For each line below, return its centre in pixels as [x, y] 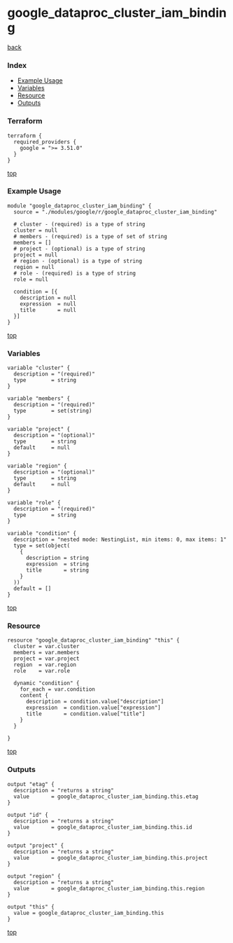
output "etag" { [31, 784]
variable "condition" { [42, 534]
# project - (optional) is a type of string [79, 249]
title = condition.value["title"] [85, 714]
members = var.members [47, 653]
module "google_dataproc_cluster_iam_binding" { [79, 206]
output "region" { [34, 876]
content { [34, 696]
